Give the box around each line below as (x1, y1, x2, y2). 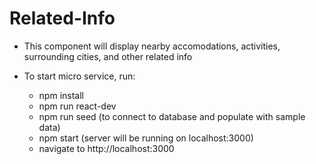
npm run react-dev (38, 100, 117, 112)
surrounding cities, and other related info (23, 50, 193, 62)
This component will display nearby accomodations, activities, (23, 40, 281, 52)
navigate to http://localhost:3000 (38, 142, 175, 154)
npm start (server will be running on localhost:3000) (38, 132, 254, 144)
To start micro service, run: (23, 70, 136, 82)
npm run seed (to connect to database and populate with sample (38, 110, 306, 122)
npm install (38, 89, 84, 101)
